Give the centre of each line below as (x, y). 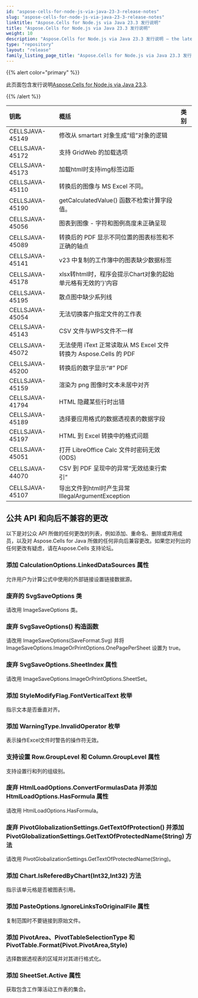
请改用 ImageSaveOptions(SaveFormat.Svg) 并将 (65, 641)
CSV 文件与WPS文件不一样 (96, 331)
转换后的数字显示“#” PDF (93, 368)
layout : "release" (29, 50)
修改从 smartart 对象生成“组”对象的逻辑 (113, 135)
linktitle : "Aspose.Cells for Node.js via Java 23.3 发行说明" (83, 22)
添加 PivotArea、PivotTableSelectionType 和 (70, 937)
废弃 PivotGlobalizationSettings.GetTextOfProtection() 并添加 (95, 827)
